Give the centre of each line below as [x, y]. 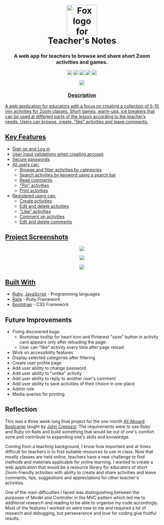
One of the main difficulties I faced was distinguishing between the [72, 492]
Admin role [23, 389]
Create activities [36, 201]
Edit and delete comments [46, 221]
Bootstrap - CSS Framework [41, 305]
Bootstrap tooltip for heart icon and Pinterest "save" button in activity [89, 337]
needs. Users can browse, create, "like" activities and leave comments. [77, 121]
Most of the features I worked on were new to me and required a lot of [76, 508]
